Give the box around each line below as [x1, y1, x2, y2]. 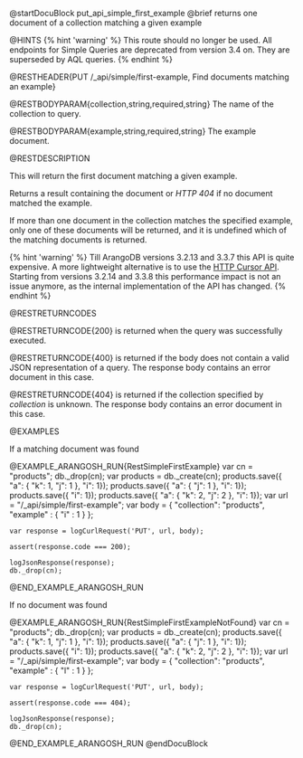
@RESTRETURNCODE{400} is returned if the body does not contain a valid [9, 353, 289, 363]
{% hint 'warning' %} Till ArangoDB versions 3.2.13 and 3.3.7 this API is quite [9, 252, 295, 262]
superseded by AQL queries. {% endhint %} [9, 54, 174, 64]
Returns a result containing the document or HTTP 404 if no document [9, 188, 273, 198]
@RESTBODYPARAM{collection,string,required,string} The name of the [9, 99, 274, 109]
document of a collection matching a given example [9, 17, 203, 28]
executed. [9, 335, 47, 346]
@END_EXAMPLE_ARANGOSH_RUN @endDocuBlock [9, 738, 208, 749]
